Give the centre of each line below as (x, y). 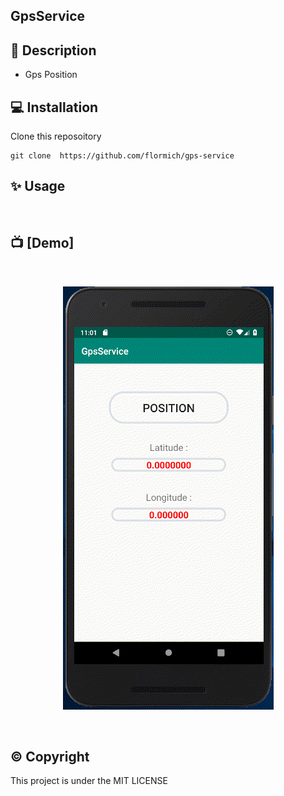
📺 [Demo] (42, 243)
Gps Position (51, 75)
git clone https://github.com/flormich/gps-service (122, 156)
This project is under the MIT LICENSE (89, 781)
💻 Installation (54, 107)
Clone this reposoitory (56, 136)
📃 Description (53, 50)
